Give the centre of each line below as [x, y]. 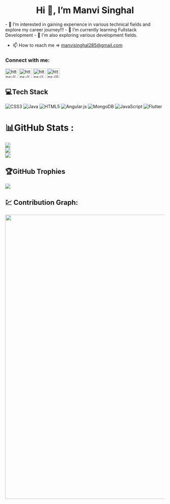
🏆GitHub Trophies [35, 172]
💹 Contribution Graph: [42, 202]
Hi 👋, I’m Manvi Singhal [85, 10]
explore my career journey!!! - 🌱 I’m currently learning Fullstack [71, 29]
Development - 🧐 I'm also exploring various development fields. [71, 35]
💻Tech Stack [27, 92]
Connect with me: [28, 60]
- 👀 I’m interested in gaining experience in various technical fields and [78, 24]
